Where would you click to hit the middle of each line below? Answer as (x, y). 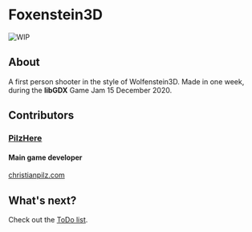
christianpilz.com (37, 175)
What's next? (43, 200)
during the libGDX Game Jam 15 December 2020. (90, 90)
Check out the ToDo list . (48, 220)
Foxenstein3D (55, 15)
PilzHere (25, 138)
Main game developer (45, 157)
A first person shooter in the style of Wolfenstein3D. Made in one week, (126, 81)
